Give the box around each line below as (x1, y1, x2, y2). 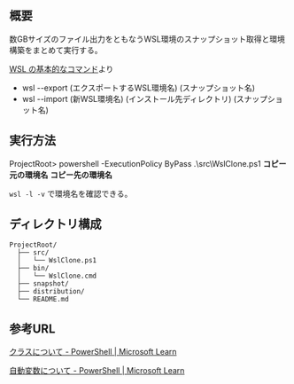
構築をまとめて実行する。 (9, 44, 103, 55)
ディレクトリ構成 (9, 216, 102, 232)
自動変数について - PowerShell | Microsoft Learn (9, 365, 185, 376)
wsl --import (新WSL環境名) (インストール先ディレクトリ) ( (21, 93, 237, 104)
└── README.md (17, 295, 69, 304)
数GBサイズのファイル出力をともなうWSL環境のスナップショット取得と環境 (9, 34, 285, 44)
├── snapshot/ (17, 279, 69, 288)
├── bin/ (17, 264, 50, 273)
